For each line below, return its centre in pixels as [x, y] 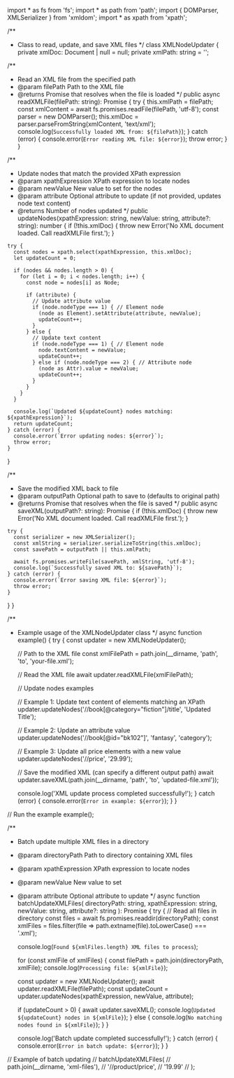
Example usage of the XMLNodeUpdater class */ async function [110, 633]
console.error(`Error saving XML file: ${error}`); [90, 580]
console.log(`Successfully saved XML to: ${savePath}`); [98, 568]
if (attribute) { [51, 295]
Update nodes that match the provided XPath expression [99, 173]
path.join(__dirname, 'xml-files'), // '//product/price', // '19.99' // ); [101, 1067]
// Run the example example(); [51, 814]
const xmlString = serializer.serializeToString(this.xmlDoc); [107, 543]
